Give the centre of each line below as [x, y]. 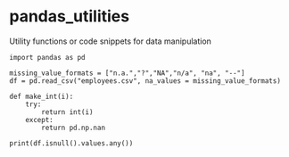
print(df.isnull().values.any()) [71, 143]
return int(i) [67, 112]
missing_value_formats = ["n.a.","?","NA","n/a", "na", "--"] [127, 73]
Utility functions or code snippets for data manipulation [111, 41]
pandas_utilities [70, 17]
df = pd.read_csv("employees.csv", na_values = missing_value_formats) [145, 81]
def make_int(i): [41, 96]
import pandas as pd [48, 57]
